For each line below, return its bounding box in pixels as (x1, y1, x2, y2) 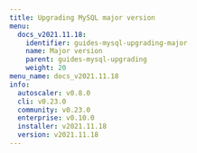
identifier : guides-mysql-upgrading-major (25, 38, 188, 48)
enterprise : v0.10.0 (17, 113, 95, 122)
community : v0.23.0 (17, 105, 91, 114)
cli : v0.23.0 (17, 96, 67, 106)
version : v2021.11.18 (17, 130, 99, 139)
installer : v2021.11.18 (17, 122, 107, 131)
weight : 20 (25, 64, 67, 73)
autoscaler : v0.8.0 (17, 88, 91, 97)
